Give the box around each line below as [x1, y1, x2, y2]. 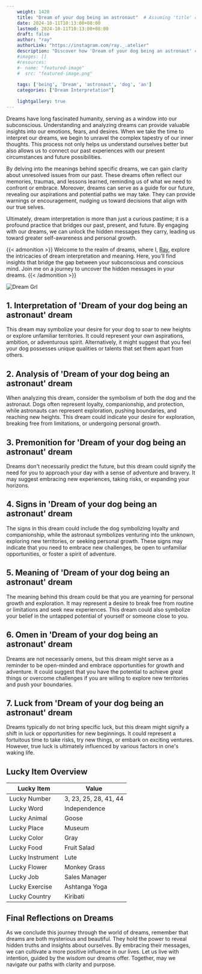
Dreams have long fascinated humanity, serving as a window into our [6, 115, 177, 122]
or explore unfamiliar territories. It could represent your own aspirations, [6, 332, 185, 340]
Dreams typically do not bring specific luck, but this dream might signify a [6, 724, 189, 731]
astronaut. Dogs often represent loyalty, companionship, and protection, [6, 401, 185, 408]
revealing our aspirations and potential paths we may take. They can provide [6, 190, 195, 197]
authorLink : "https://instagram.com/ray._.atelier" [17, 43, 149, 49]
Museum [64, 824, 89, 833]
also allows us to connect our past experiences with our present [6, 147, 165, 154]
